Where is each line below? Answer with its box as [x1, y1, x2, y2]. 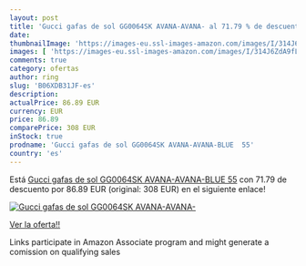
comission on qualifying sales [9, 246, 121, 257]
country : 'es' [9, 148, 64, 158]
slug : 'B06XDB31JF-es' [9, 81, 96, 90]
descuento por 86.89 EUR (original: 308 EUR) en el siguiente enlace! [9, 183, 266, 194]
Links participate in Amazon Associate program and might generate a [9, 236, 270, 247]
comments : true [9, 56, 67, 65]
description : [9, 89, 59, 98]
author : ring [9, 73, 59, 82]
